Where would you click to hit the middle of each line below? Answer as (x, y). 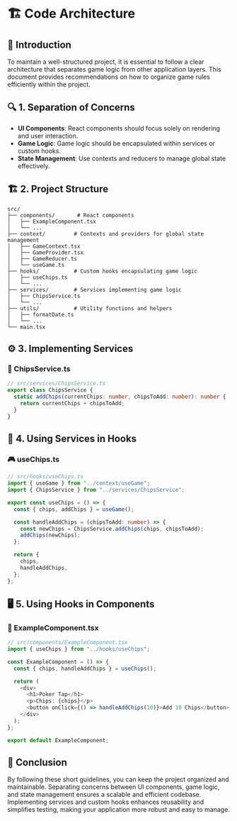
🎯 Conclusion (37, 762)
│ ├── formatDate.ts (41, 314)
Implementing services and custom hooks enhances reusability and (105, 802)
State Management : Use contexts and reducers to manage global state (122, 158)
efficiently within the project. (49, 84)
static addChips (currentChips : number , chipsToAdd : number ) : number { (120, 397)
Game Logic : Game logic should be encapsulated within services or (116, 143)
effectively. (34, 166)
